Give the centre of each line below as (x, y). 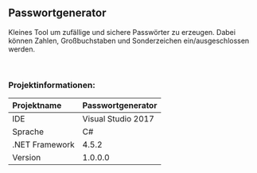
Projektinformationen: (52, 85)
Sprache (28, 132)
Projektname (37, 106)
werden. (22, 49)
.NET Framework (44, 144)
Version (27, 158)
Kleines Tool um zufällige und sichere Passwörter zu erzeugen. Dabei (122, 32)
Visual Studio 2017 (119, 119)
